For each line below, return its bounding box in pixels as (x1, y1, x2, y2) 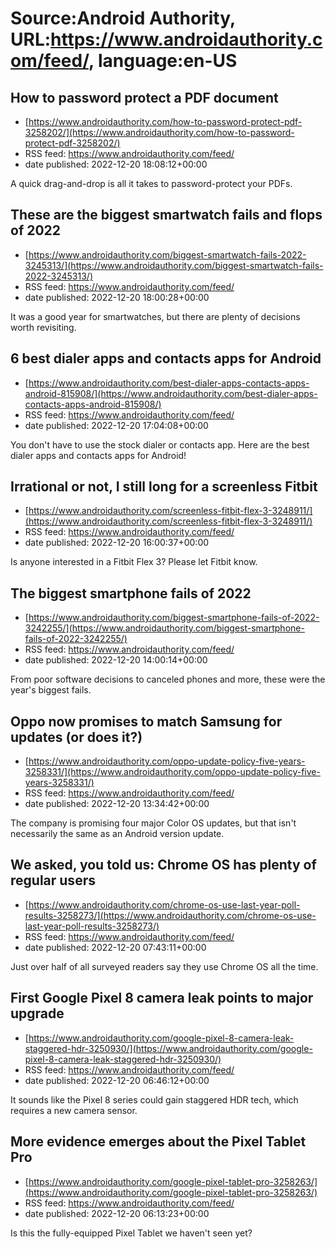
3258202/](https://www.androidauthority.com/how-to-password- (24, 127, 295, 138)
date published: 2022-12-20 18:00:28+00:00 (24, 291, 210, 303)
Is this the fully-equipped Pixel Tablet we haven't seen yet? (10, 1227, 253, 1239)
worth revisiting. (10, 321, 77, 333)
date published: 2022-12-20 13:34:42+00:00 (24, 798, 210, 810)
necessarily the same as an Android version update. (10, 828, 225, 840)
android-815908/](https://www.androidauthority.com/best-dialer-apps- (24, 387, 318, 399)
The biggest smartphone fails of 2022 (10, 585, 252, 602)
